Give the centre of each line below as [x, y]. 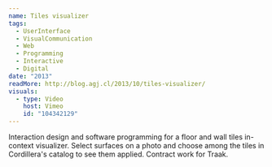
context [21, 146]
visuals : [23, 91]
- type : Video [39, 99]
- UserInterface [43, 31]
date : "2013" [31, 76]
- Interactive [39, 62]
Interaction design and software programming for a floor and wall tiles [125, 137]
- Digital [32, 69]
